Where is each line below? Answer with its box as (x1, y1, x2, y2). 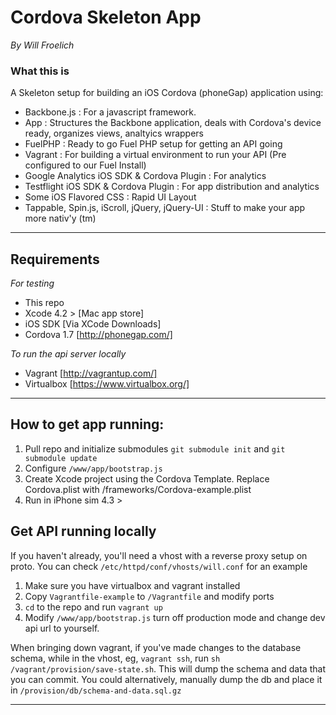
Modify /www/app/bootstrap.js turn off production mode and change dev (24, 611, 326, 623)
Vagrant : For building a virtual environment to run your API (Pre (24, 149, 287, 161)
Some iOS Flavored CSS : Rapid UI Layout (24, 191, 197, 203)
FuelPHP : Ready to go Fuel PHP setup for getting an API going (24, 138, 283, 150)
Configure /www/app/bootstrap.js (24, 462, 163, 474)
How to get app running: (10, 416, 165, 433)
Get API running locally (10, 523, 157, 540)
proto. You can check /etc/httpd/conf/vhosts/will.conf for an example (10, 560, 308, 572)
